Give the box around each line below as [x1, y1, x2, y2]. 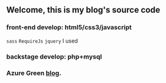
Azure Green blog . [6, 68, 62, 77]
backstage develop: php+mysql [6, 52, 102, 60]
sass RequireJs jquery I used [6, 37, 78, 45]
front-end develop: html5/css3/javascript [6, 23, 132, 32]
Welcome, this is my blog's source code [6, 5, 161, 15]
